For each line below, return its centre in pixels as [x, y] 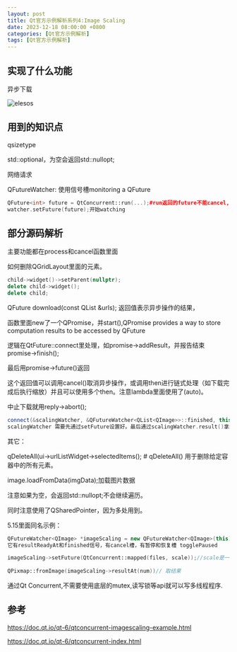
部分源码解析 [35, 233]
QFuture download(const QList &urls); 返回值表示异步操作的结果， [103, 307]
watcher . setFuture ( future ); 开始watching [66, 210]
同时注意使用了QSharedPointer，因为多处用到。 [77, 510]
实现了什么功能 [40, 70]
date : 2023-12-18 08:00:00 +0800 [56, 27]
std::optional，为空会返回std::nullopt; [61, 159]
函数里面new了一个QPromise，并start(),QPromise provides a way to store [114, 322]
